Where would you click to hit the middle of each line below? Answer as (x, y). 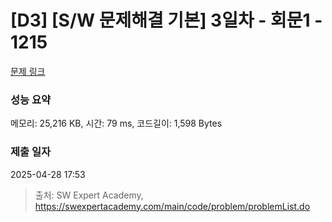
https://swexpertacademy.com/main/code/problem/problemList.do (172, 206)
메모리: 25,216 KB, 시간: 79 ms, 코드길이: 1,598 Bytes (116, 123)
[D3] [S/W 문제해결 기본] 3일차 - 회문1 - (166, 20)
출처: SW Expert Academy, (89, 195)
